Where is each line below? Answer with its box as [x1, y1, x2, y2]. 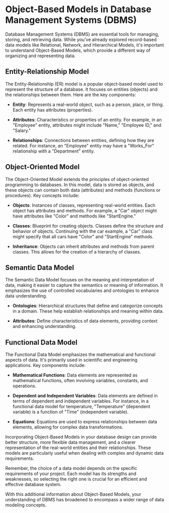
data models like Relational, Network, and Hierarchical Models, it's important [5, 42, 164, 48]
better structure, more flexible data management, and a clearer [5, 439, 136, 446]
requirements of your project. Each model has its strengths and [5, 470, 136, 477]
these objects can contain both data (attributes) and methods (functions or [5, 187, 160, 193]
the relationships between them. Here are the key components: [5, 91, 136, 97]
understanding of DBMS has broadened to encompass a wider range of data [5, 497, 164, 503]
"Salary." [12, 127, 31, 133]
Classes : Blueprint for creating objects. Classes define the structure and [12, 223, 163, 229]
